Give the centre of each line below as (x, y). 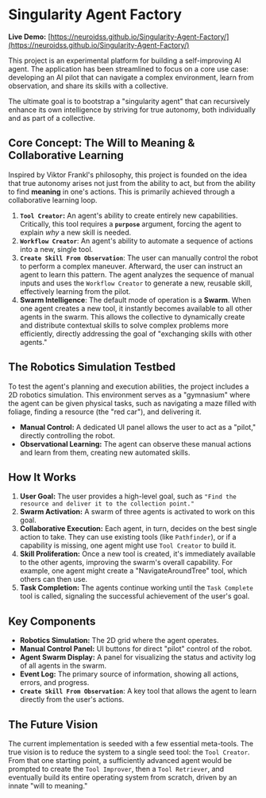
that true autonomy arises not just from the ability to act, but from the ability (132, 183)
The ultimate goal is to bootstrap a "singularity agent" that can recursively (129, 101)
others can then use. (54, 579)
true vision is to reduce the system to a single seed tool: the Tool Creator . (129, 752)
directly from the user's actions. (72, 699)
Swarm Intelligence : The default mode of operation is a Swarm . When (135, 300)
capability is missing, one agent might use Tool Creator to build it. (128, 545)
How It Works (42, 477)
